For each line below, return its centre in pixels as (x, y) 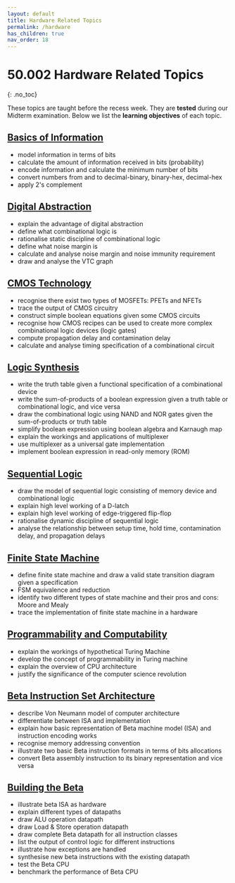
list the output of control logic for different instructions (96, 842)
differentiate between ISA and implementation (84, 720)
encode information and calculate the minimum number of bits (108, 169)
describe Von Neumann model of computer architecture (99, 713)
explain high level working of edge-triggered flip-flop (94, 513)
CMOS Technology (49, 284)
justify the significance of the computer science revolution (102, 674)
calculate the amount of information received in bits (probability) (110, 162)
